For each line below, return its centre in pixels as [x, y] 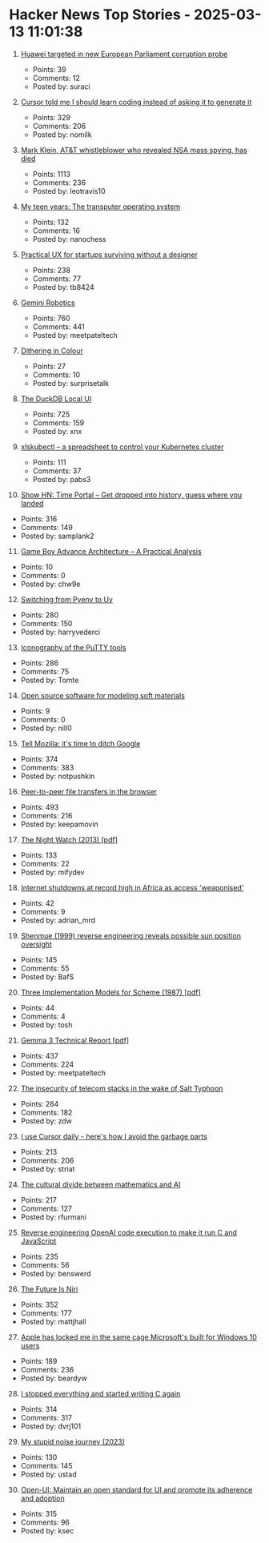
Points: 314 [39, 1409]
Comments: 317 [46, 1417]
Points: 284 [40, 1103]
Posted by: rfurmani [53, 1217]
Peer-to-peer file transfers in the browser [89, 791]
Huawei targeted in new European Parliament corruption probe [124, 54]
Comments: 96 [45, 1522]
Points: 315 [39, 1513]
